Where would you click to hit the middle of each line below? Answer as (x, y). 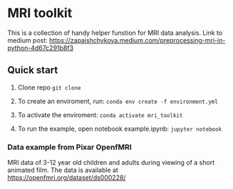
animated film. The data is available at (63, 170)
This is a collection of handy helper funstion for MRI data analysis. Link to (115, 33)
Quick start (33, 70)
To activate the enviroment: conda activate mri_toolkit (100, 114)
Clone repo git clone (49, 87)
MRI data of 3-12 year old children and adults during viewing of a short (111, 163)
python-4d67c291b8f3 (40, 48)
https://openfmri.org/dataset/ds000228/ (67, 178)
